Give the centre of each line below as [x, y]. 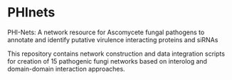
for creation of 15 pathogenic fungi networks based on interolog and [107, 61]
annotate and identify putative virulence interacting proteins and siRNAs [113, 39]
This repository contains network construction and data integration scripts [116, 54]
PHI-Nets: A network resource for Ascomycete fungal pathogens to [106, 32]
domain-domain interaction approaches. [67, 69]
